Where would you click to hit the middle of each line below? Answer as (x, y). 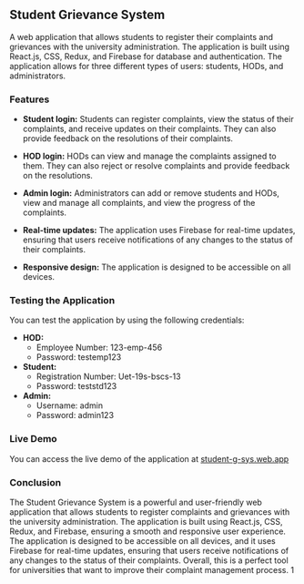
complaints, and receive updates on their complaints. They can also (149, 129)
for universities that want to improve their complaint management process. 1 (152, 570)
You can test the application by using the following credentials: (127, 320)
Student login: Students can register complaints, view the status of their (158, 119)
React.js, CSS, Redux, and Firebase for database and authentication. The (146, 56)
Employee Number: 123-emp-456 (99, 348)
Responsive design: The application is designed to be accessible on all (157, 267)
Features (30, 99)
